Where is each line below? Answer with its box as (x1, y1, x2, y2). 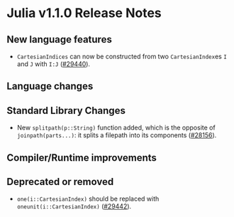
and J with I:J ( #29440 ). (16, 60, 90, 68)
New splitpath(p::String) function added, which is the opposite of (16, 123, 216, 132)
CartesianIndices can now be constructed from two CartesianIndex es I (16, 52, 228, 60)
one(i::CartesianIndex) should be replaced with (16, 194, 160, 203)
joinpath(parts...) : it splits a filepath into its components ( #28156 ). (16, 131, 217, 139)
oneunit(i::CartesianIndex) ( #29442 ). (16, 202, 132, 211)
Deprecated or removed (6, 176, 114, 188)
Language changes (6, 80, 94, 92)
